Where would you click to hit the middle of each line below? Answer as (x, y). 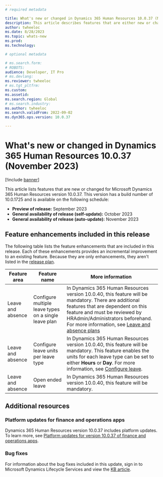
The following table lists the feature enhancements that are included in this (80, 246)
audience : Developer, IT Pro (34, 72)
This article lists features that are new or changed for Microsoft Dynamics (79, 189)
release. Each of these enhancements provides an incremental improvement (81, 251)
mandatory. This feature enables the (108, 351)
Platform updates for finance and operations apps (65, 420)
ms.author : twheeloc (26, 108)
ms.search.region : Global (31, 99)
